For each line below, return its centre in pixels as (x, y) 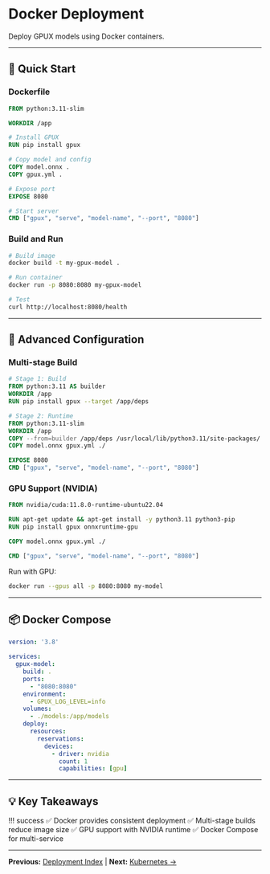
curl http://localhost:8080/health (68, 307)
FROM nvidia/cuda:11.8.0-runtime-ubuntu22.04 (86, 505)
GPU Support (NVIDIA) (53, 488)
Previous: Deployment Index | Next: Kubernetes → (92, 862)
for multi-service (36, 839)
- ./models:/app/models (70, 717)
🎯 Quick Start (42, 69)
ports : (34, 679)
